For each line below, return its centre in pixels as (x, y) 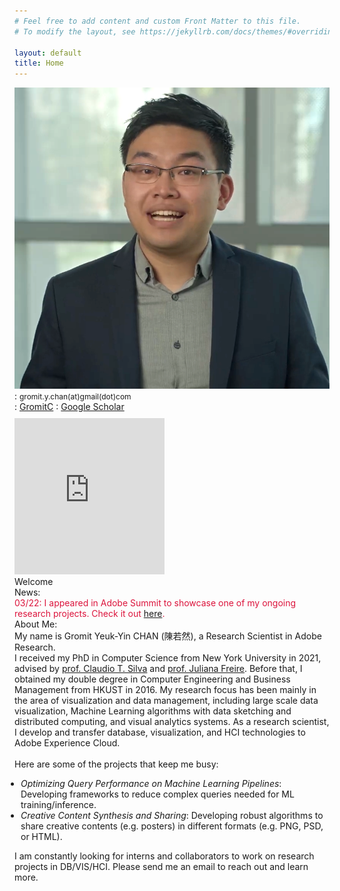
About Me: (36, 624)
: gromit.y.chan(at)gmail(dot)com (73, 396)
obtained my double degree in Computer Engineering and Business (152, 679)
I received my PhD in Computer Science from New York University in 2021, (168, 658)
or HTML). (41, 837)
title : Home (39, 63)
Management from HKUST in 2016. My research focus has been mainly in (165, 690)
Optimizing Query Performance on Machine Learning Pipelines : (151, 784)
